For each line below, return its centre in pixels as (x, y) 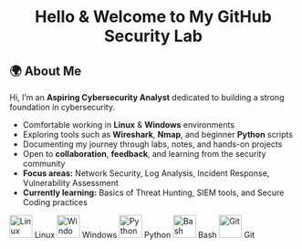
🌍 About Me (46, 71)
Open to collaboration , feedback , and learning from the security (144, 154)
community (44, 163)
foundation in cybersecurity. (62, 107)
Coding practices (55, 202)
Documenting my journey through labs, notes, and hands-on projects (152, 144)
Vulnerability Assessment (70, 183)
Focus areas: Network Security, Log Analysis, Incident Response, (146, 173)
